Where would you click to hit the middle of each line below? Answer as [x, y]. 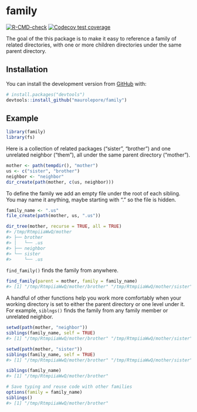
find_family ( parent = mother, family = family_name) [72, 281]
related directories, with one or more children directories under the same [94, 45]
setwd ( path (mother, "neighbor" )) [47, 328]
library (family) [26, 132]
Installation [27, 70]
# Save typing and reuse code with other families [69, 387]
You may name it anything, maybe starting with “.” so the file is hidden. [91, 200]
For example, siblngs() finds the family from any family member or [87, 311]
